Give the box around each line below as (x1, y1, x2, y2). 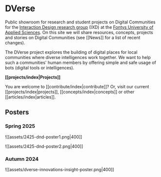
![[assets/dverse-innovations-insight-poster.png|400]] (5, 166, 114, 172)
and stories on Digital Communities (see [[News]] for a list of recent (5, 35, 141, 40)
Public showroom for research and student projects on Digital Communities (5, 19, 156, 25)
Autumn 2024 (5, 156, 39, 162)
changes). (5, 39, 25, 45)
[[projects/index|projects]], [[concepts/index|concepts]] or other (5, 89, 135, 95)
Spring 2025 (5, 123, 36, 130)
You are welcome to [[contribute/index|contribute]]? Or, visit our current (5, 83, 149, 89)
